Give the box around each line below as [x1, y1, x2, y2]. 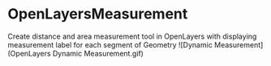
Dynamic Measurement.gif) [52, 48, 144, 58]
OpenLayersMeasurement [7, 5, 188, 23]
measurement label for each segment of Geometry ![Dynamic [7, 39, 213, 49]
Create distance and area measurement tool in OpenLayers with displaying [7, 31, 257, 41]
